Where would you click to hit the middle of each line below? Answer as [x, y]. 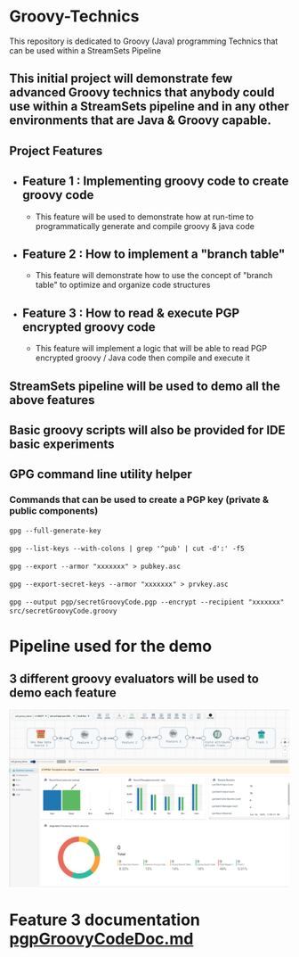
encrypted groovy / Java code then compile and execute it [143, 358]
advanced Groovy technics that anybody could [142, 92]
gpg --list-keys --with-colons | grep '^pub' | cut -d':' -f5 [127, 549]
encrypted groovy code [89, 327]
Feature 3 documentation [105, 920]
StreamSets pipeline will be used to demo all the [145, 386]
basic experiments [62, 444]
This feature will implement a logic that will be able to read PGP [151, 349]
